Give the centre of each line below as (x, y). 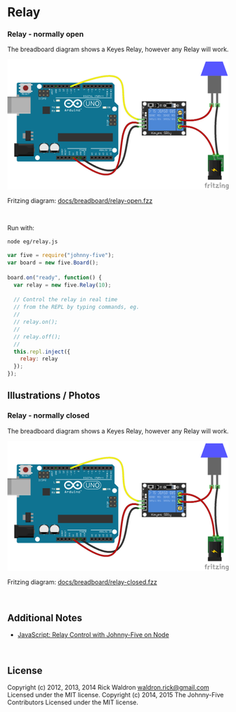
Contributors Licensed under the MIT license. (73, 702)
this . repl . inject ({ (42, 352)
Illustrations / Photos (54, 396)
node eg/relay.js (33, 242)
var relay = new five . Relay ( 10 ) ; (63, 285)
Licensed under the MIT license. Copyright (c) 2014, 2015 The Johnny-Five (116, 695)
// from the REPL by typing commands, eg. (77, 307)
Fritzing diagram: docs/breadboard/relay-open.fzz (80, 201)
